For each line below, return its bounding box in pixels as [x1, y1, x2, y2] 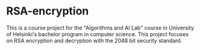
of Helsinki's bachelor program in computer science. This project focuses [6, 30, 189, 37]
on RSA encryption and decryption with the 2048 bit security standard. [6, 37, 183, 44]
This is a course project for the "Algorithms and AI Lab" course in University [6, 24, 195, 31]
